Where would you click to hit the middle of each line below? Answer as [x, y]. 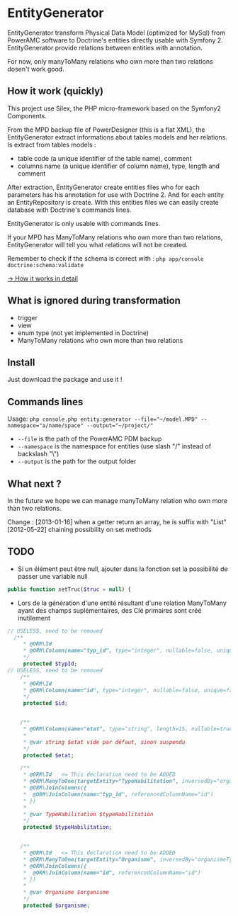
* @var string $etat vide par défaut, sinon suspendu [104, 742]
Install [21, 362]
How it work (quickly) [56, 91]
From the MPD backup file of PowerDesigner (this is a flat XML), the [106, 130]
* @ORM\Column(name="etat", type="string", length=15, [106, 729]
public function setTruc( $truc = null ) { [69, 589]
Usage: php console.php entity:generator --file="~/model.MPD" [103, 419]
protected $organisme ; [57, 906]
